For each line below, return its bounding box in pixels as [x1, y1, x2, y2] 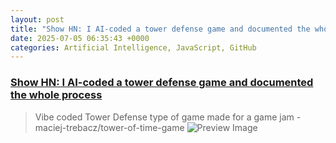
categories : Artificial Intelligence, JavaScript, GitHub [10, 42, 257, 53]
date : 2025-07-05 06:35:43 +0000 [10, 33, 150, 43]
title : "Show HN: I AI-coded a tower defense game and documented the [10, 24, 311, 34]
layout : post [10, 14, 65, 25]
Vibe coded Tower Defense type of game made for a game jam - [34, 111, 302, 123]
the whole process [10, 88, 103, 102]
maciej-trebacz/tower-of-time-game [34, 121, 185, 133]
